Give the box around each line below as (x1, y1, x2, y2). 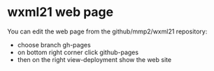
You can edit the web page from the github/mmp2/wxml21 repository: (7, 27, 208, 35)
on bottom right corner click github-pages (17, 48, 138, 56)
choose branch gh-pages (17, 40, 91, 49)
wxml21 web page (7, 4, 114, 20)
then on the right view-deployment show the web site (17, 55, 172, 63)
